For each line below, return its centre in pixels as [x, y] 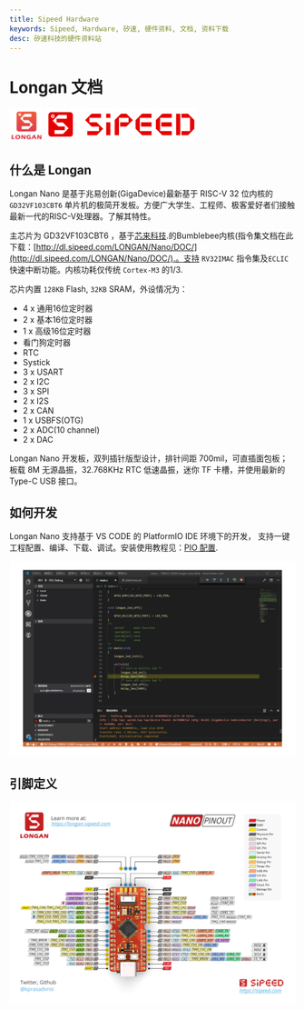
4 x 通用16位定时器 [58, 308]
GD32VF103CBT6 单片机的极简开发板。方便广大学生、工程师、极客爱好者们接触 [152, 205]
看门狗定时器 [46, 343]
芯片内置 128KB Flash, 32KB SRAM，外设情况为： [98, 289]
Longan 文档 [56, 87]
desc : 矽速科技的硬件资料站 [55, 38]
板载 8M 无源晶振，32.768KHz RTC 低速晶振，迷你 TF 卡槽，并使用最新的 [147, 470]
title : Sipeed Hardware [54, 19]
